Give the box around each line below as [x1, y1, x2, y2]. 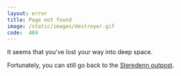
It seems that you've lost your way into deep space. [7, 48, 153, 56]
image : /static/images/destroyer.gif [7, 23, 115, 29]
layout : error [7, 10, 48, 17]
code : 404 [7, 29, 38, 36]
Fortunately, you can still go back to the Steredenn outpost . [7, 61, 175, 69]
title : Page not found [7, 16, 72, 23]
